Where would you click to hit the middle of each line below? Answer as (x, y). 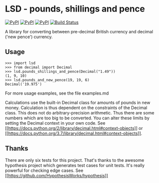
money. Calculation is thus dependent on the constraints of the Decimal (76, 108)
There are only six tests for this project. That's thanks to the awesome (75, 160)
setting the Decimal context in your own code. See (55, 123)
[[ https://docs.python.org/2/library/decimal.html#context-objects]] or (74, 128)
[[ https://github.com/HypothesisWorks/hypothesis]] (57, 175)
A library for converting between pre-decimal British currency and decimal (79, 31)
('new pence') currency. (29, 37)
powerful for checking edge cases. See (44, 170)
